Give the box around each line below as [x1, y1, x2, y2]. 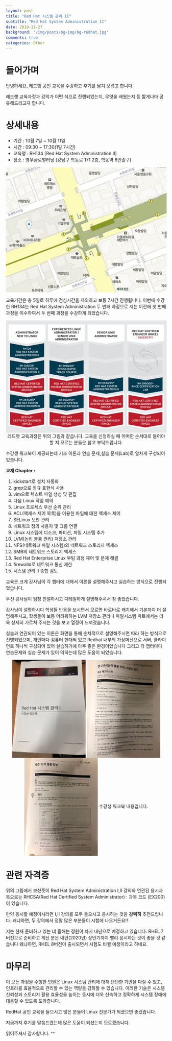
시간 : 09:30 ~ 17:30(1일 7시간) [13, 143, 76, 150]
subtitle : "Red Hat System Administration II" [6, 19, 107, 24]
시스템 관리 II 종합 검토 [13, 568, 58, 574]
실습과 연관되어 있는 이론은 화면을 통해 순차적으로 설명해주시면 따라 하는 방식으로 [6, 631, 167, 637]
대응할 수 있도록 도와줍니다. [6, 998, 61, 1004]
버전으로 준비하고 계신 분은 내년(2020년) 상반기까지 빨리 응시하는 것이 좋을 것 [6, 935, 160, 941]
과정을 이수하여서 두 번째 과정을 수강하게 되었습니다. [6, 309, 109, 316]
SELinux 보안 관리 [13, 517, 50, 523]
